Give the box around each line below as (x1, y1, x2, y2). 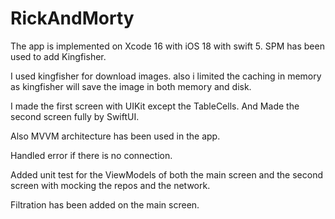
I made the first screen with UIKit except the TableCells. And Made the (10, 100, 300, 112)
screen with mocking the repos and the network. (10, 179, 211, 191)
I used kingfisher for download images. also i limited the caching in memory (10, 70, 322, 82)
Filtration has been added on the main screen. (10, 198, 200, 211)
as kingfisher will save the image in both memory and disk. (10, 80, 252, 92)
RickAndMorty (10, 7, 135, 30)
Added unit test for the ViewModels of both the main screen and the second (10, 168, 323, 181)
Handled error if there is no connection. (10, 149, 173, 161)
